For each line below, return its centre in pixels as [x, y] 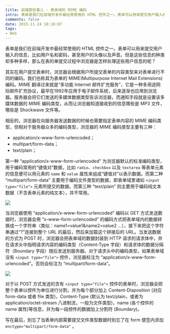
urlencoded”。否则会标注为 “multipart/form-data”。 [59, 263]
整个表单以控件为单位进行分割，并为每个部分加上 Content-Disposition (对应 [83, 290]
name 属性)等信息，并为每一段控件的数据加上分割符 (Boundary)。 [74, 309]
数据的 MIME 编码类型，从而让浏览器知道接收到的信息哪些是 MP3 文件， [89, 103]
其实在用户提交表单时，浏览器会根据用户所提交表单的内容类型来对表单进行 [83, 72]
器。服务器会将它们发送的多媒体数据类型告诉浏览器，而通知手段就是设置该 [83, 97]
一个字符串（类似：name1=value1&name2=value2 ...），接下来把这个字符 [89, 225]
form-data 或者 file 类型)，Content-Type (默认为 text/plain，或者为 [74, 296]
